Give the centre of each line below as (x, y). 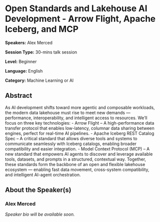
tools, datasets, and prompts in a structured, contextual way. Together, (76, 159)
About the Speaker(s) (38, 190)
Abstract (19, 96)
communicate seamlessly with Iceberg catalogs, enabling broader (71, 144)
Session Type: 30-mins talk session (41, 52)
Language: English (24, 71)
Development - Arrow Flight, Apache (80, 19)
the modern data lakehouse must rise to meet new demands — (68, 112)
